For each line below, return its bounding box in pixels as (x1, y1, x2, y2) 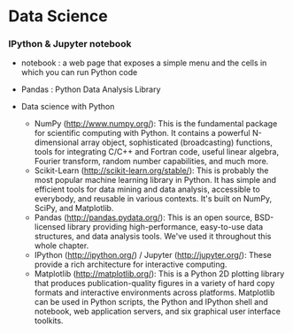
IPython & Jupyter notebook (8, 38, 132, 50)
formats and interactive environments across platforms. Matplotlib (34, 287, 275, 298)
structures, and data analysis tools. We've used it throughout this (34, 231, 272, 242)
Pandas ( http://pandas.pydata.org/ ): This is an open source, (34, 212, 253, 223)
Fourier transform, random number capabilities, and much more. (34, 156, 269, 167)
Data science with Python (20, 102, 115, 112)
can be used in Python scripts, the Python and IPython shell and (34, 297, 269, 307)
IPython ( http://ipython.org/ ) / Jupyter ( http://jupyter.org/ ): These (34, 250, 272, 261)
